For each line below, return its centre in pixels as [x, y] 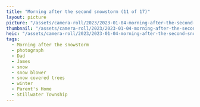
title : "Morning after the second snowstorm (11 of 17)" [78, 12]
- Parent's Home [32, 89]
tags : [13, 39]
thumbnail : [20, 28]
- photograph [28, 51]
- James [21, 61]
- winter [22, 84]
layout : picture [26, 17]
